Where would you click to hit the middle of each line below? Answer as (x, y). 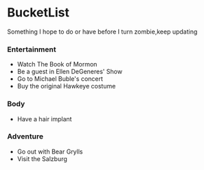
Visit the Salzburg (42, 158)
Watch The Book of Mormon (57, 64)
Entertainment (32, 49)
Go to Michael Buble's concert (60, 79)
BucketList (38, 13)
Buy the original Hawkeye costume (66, 86)
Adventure (25, 136)
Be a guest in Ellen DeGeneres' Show (69, 72)
